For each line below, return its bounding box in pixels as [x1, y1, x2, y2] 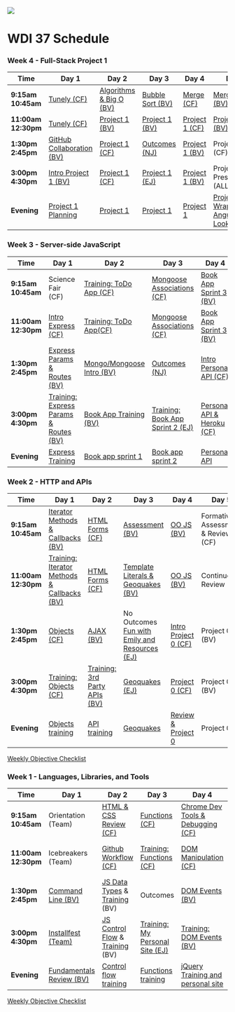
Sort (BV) [142, 99, 173, 109]
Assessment [123, 520, 164, 529]
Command [48, 886, 83, 896]
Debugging [180, 819, 218, 829]
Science [48, 274, 76, 284]
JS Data [101, 877, 128, 887]
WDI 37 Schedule [7, 31, 110, 47]
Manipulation [180, 853, 224, 863]
